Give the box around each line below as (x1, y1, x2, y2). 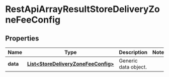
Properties (5, 34, 39, 42)
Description (119, 49, 148, 55)
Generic (119, 57, 138, 64)
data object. (119, 63, 147, 70)
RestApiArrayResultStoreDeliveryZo (5, 3, 160, 15)
